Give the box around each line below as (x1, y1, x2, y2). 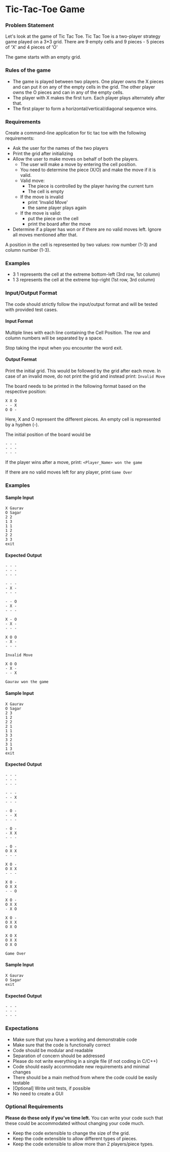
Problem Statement (5, 22, 54, 29)
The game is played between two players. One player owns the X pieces (12, 78, 164, 85)
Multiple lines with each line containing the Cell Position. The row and (5, 329, 151, 335)
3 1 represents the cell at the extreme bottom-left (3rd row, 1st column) (12, 271, 160, 277)
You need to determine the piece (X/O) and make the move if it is (20, 167, 156, 173)
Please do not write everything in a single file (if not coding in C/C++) (12, 1058, 158, 1064)
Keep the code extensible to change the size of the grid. (12, 1130, 130, 1136)
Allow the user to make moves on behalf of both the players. (12, 156, 139, 162)
